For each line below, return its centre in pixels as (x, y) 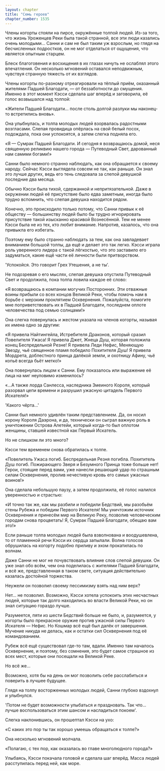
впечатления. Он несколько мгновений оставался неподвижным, (74, 69)
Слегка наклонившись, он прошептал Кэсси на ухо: (60, 720)
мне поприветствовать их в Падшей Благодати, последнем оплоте (76, 305)
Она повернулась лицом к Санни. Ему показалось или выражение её (78, 370)
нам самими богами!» (28, 154)
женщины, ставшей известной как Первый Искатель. (61, 430)
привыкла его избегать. (30, 230)
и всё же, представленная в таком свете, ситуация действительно (76, 571)
